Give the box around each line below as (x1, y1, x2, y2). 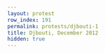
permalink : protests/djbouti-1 (7, 23, 99, 30)
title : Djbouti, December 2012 (7, 29, 99, 36)
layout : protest (7, 10, 55, 17)
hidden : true (7, 36, 45, 43)
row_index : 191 (7, 17, 52, 23)
